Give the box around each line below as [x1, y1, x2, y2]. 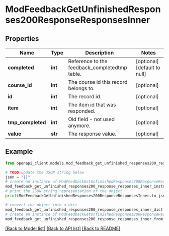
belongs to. [68, 85, 95, 92]
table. [68, 71, 81, 77]
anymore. [68, 122, 91, 129]
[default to [135, 64, 160, 71]
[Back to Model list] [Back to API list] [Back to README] [5, 225, 121, 231]
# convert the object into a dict [5, 202, 78, 207]
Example [5, 147, 33, 156]
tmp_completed [8, 119, 46, 126]
